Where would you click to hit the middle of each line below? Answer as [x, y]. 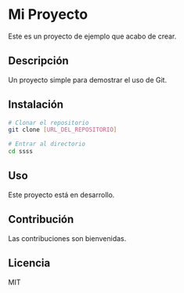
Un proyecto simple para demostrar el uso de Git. [87, 79]
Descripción [38, 61]
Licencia [29, 264]
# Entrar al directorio [47, 144]
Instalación [36, 105]
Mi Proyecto [48, 15]
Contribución [41, 220]
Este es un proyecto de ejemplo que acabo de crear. [92, 36]
